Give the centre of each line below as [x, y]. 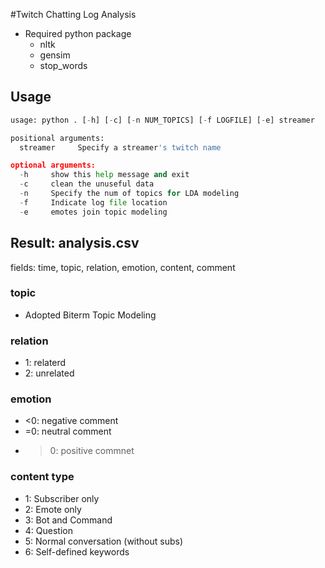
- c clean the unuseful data [87, 184]
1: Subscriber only [62, 498]
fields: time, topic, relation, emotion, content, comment [123, 267]
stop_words [63, 65]
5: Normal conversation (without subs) [104, 541]
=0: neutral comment [68, 431]
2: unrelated [49, 373]
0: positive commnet [92, 451]
